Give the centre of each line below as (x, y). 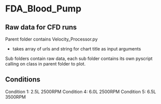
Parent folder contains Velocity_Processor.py (51, 39)
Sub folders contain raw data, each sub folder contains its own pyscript (79, 58)
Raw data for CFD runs (41, 27)
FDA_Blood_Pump (43, 9)
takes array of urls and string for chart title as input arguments (77, 49)
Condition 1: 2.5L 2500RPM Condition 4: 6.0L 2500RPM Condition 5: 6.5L (81, 91)
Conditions (23, 80)
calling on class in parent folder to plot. (45, 64)
